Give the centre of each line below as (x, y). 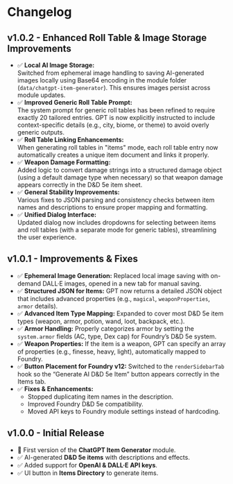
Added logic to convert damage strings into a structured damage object (119, 170)
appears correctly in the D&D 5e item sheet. (80, 185)
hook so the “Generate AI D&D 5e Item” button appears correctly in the (118, 374)
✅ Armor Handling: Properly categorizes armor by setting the (105, 328)
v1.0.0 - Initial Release (56, 433)
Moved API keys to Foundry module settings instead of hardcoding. (124, 411)
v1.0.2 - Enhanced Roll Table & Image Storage (107, 38)
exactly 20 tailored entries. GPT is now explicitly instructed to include (116, 118)
